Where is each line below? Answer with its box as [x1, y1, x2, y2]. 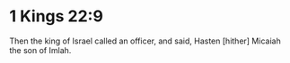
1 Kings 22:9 [9, 6, 103, 27]
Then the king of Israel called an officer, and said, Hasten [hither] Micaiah [9, 35, 281, 46]
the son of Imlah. [9, 44, 72, 55]
